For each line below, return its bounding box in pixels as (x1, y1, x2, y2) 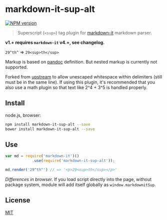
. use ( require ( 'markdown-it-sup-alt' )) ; (31, 158, 115, 163)
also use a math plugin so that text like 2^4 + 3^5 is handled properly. (5, 84, 147, 90)
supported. (5, 64, 28, 70)
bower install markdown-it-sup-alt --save (5, 126, 95, 131)
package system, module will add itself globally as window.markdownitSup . (5, 181, 156, 187)
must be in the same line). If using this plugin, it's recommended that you (5, 79, 155, 85)
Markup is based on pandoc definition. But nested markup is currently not (5, 58, 157, 64)
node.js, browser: (5, 112, 41, 118)
